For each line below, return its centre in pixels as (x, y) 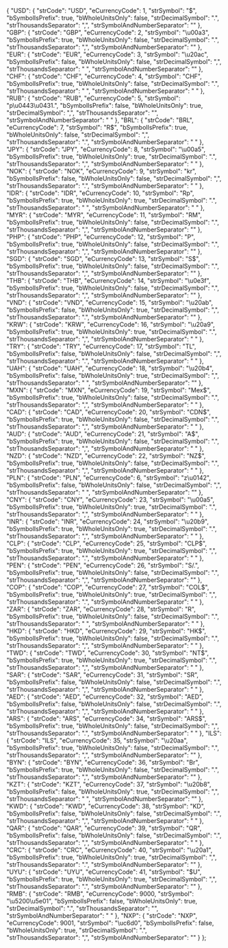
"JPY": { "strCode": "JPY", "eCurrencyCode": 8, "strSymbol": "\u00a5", (106, 149)
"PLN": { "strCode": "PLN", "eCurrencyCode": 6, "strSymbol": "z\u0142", (109, 478)
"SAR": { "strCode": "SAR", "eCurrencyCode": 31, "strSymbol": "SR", (103, 675)
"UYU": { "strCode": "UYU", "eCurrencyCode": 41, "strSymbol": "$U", (104, 872)
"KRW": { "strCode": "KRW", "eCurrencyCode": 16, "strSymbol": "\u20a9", (111, 324)
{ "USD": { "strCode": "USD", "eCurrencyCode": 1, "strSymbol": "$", (102, 11)
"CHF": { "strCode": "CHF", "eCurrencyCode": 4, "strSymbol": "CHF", (104, 76)
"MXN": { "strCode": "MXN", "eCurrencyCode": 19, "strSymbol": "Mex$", (109, 390)
